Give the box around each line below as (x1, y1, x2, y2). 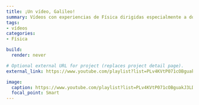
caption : (11, 84, 33, 90)
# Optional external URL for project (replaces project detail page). (6, 63, 184, 68)
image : (6, 79, 23, 85)
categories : (6, 31, 36, 37)
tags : (6, 19, 20, 25)
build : (6, 47, 23, 53)
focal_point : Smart (11, 90, 60, 96)
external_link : (6, 68, 44, 74)
